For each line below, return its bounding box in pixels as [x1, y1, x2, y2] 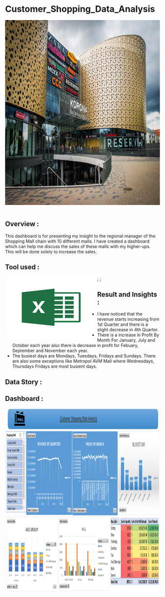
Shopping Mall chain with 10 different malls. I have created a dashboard [5, 238, 150, 244]
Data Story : [5, 378, 42, 386]
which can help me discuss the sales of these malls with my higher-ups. [5, 243, 151, 249]
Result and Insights [97, 290, 158, 299]
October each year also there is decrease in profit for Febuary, [12, 343, 139, 349]
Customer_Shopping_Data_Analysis [5, 3, 155, 15]
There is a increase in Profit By [97, 332, 160, 338]
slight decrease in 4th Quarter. [97, 327, 159, 333]
